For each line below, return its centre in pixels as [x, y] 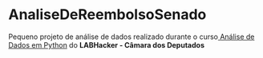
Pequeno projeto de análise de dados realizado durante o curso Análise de [131, 37]
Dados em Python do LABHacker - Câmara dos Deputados [106, 44]
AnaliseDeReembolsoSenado [107, 15]
